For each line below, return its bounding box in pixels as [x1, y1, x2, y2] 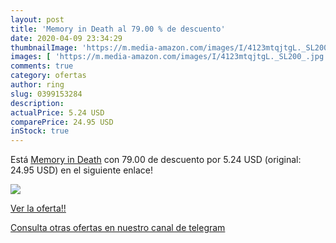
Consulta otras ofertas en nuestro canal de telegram [10, 222, 226, 234]
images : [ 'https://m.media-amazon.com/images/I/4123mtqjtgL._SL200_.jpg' [10, 52, 329, 62]
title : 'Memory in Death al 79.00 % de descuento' [10, 24, 226, 34]
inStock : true [10, 126, 70, 136]
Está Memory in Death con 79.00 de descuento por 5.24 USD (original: [10, 154, 302, 166]
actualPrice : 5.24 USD [10, 107, 105, 118]
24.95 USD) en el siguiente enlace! [10, 164, 154, 176]
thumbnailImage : [10, 42, 78, 53]
